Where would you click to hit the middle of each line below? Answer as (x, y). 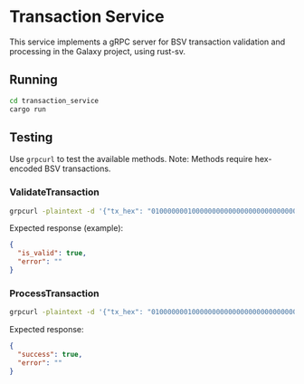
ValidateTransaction (54, 192)
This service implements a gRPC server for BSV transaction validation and (147, 42)
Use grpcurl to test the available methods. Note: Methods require (131, 159)
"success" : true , (50, 355)
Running (34, 80)
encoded (26, 168)
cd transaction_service (54, 101)
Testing (31, 137)
